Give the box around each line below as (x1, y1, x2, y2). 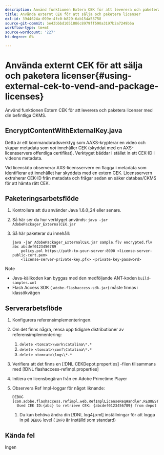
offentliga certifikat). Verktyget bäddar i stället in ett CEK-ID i (33, 150, 155, 156)
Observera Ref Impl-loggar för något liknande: (12, 385, 105, 391)
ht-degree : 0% (5, 35, 34, 40)
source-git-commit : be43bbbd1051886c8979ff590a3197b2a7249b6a (5, 21, 134, 26)
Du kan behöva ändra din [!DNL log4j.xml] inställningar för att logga (19, 412, 155, 418)
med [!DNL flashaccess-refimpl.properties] (12, 366, 99, 372)
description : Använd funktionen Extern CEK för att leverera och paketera (5, 7, 161, 12)
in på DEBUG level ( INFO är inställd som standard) (19, 417, 116, 423)
